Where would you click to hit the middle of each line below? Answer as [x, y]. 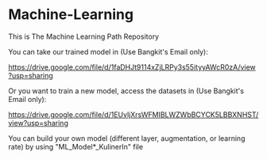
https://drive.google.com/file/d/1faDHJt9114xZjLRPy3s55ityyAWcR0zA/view [132, 67]
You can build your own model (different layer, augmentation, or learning [127, 138]
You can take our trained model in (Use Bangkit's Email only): [108, 51]
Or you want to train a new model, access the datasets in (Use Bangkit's [126, 91]
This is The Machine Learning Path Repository [84, 36]
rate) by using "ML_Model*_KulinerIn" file [76, 146]
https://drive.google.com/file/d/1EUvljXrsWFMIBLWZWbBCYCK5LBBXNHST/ [133, 114]
